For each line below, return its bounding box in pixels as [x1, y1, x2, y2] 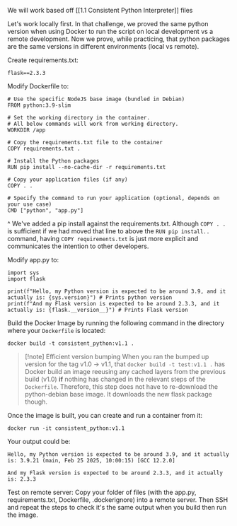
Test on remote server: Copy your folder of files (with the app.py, [7, 488, 197, 496]
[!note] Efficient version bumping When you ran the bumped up [24, 353, 209, 361]
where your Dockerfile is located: [7, 327, 106, 334]
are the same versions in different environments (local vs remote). [7, 42, 200, 50]
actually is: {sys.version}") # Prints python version [7, 294, 173, 301]
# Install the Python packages [7, 158, 100, 165]
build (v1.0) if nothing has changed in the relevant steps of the [24, 375, 207, 383]
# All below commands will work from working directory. [7, 120, 179, 127]
